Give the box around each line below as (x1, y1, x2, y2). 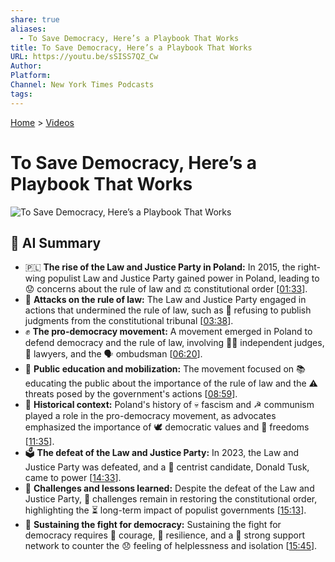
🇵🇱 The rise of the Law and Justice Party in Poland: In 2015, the (24, 261, 296, 273)
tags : (10, 89, 33, 99)
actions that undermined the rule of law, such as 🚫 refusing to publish (24, 304, 312, 316)
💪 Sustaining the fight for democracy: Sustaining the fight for (24, 519, 282, 531)
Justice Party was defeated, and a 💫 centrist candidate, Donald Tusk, (24, 461, 310, 473)
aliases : (10, 24, 47, 34)
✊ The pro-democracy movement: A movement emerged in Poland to (24, 326, 313, 338)
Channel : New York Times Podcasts (10, 80, 155, 90)
